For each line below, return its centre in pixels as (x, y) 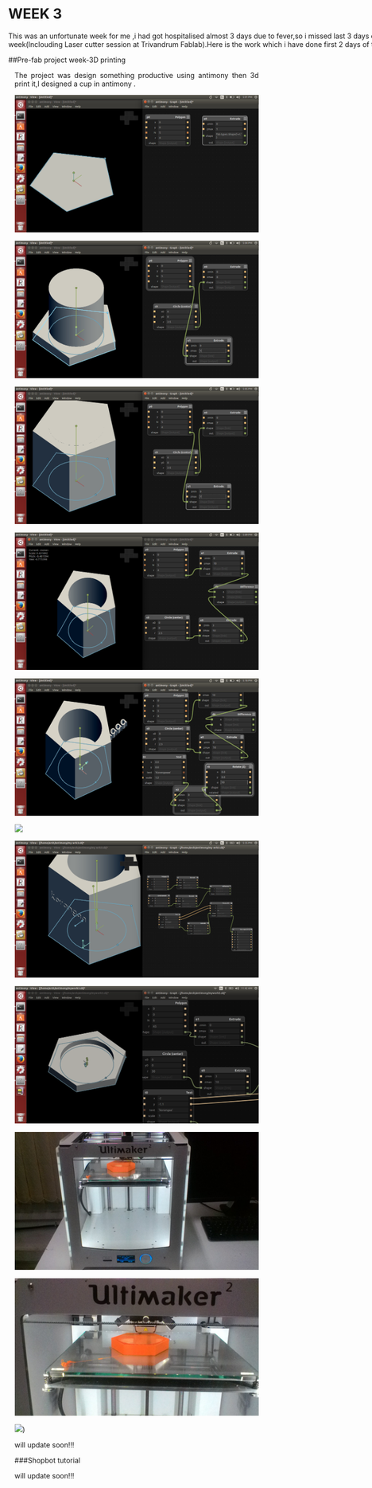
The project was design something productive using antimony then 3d (137, 75)
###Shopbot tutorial (48, 1461)
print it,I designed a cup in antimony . (76, 84)
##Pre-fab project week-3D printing (67, 60)
